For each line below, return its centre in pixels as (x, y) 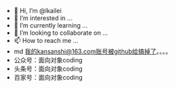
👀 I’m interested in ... (43, 18)
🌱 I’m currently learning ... (51, 25)
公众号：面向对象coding (48, 60)
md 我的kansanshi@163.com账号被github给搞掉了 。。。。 (93, 51)
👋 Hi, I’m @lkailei (37, 11)
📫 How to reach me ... (46, 41)
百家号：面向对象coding (48, 77)
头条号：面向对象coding (48, 69)
